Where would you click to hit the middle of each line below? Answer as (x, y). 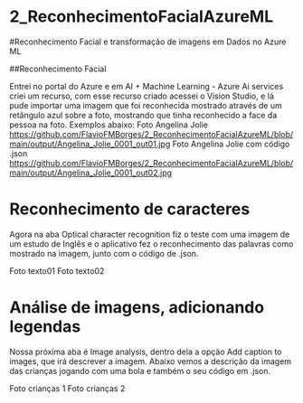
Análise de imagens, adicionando (137, 308)
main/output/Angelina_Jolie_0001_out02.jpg (91, 173)
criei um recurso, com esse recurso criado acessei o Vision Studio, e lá (142, 96)
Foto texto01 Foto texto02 (57, 271)
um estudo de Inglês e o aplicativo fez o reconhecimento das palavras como (151, 244)
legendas (45, 327)
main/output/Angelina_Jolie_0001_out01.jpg (90, 144)
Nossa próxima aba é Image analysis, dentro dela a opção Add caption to (146, 351)
